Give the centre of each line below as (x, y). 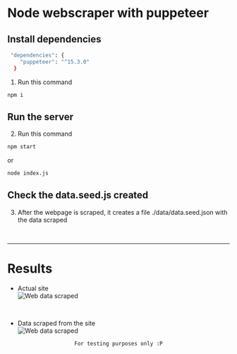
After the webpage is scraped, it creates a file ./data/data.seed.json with (122, 212)
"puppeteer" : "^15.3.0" (55, 61)
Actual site (33, 288)
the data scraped (42, 220)
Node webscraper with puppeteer (108, 13)
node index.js (28, 173)
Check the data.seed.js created (78, 195)
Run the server (41, 117)
